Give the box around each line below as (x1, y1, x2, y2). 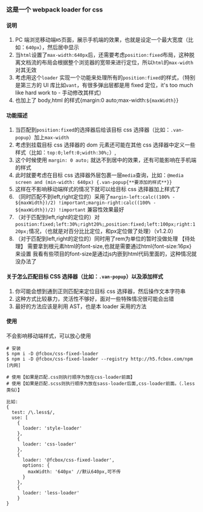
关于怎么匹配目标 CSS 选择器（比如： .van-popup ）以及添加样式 (6, 272, 163, 280)
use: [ (11, 415, 28, 421)
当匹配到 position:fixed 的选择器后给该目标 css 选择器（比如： (14, 126, 171, 134)
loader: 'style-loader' (22, 425, 83, 431)
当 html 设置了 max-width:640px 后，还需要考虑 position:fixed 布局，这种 (14, 51, 190, 59)
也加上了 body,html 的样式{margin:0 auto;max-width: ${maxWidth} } (14, 97, 179, 104)
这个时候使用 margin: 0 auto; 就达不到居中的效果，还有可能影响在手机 (14, 156, 192, 164)
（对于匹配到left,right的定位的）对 (14, 214, 100, 221)
